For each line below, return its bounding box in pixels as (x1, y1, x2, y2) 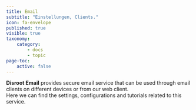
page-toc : (6, 58, 31, 64)
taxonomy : (6, 36, 31, 42)
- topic (27, 52, 46, 58)
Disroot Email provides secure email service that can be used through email (6, 79, 190, 86)
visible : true (6, 31, 41, 36)
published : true (6, 25, 46, 31)
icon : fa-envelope (6, 19, 51, 25)
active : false (16, 63, 51, 69)
